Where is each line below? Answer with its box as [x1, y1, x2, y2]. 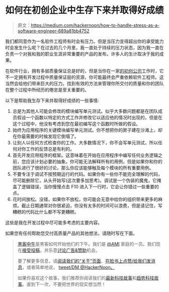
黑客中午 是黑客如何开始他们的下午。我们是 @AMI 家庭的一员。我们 [17, 241, 156, 247]
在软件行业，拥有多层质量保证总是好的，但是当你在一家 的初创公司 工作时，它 [5, 67, 164, 74]
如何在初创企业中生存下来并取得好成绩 [5, 5, 164, 16]
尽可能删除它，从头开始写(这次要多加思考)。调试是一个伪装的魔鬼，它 [12, 177, 157, 183]
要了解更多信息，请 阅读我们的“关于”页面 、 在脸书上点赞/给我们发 [17, 258, 151, 264]
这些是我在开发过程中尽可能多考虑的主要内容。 [5, 220, 102, 226]
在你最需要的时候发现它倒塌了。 [12, 133, 79, 139]
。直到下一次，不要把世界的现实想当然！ [22, 281, 106, 287]
